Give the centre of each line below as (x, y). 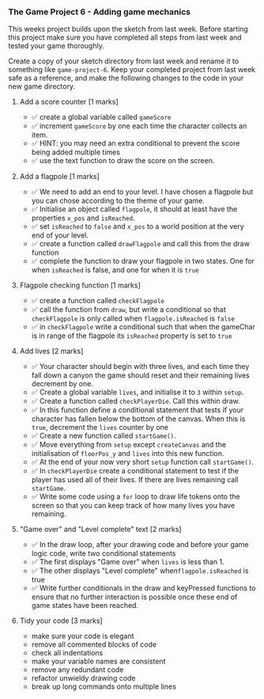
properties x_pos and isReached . (83, 218)
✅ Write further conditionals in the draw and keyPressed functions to (143, 588)
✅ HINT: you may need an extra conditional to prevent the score (136, 143)
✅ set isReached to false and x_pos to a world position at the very (138, 226)
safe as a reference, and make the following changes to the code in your (126, 78)
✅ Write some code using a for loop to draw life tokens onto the (136, 496)
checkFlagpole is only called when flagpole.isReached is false (133, 318)
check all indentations (67, 653)
